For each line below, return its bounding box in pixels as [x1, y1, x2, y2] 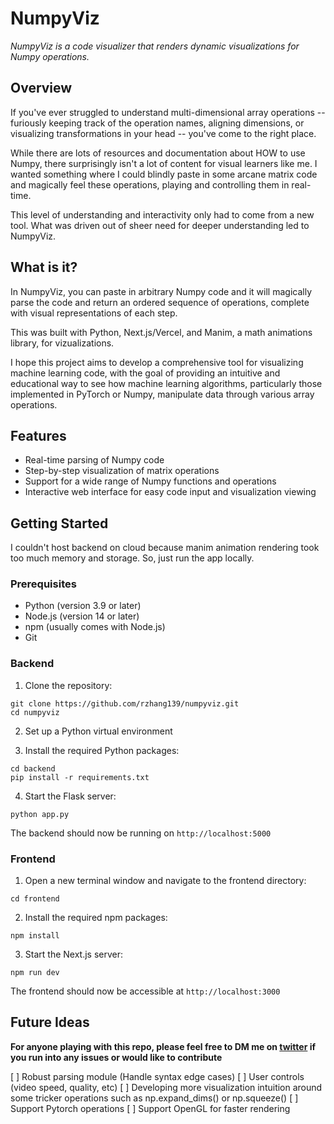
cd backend [10, 763, 56, 774]
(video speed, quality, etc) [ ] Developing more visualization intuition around [10, 1081, 323, 1093]
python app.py [10, 809, 70, 819]
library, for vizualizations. [10, 337, 115, 349]
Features [10, 427, 67, 444]
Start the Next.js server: [24, 948, 123, 961]
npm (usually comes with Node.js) [24, 621, 166, 633]
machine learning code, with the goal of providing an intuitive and [10, 367, 281, 379]
